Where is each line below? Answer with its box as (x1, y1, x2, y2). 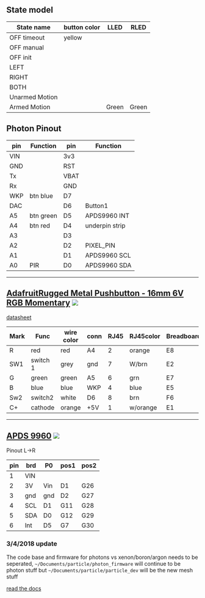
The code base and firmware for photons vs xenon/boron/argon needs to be (6, 553, 198, 561)
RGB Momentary (6, 298, 71, 308)
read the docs (6, 585, 41, 592)
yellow (63, 33, 82, 41)
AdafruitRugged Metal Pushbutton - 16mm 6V (6, 288, 184, 298)
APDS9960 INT (85, 211, 130, 220)
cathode (31, 403, 55, 412)
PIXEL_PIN (85, 241, 116, 250)
